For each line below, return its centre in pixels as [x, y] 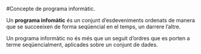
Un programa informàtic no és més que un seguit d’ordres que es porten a [98, 38]
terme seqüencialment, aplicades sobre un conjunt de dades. [82, 45]
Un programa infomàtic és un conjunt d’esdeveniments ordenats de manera [101, 20]
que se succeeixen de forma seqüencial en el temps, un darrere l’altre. [94, 27]
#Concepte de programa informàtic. [51, 9]
